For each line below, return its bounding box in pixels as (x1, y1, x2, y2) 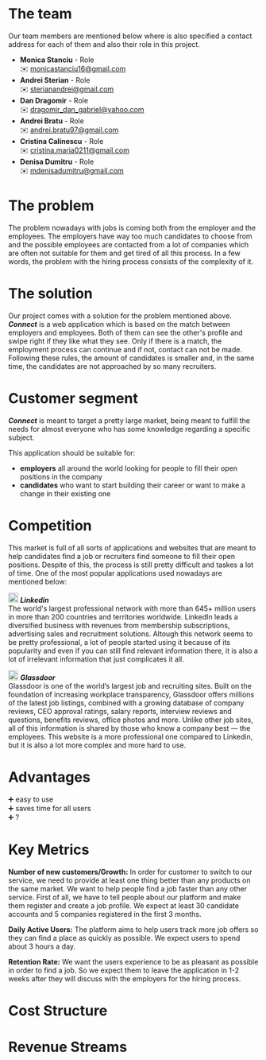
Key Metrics (8, 841, 90, 859)
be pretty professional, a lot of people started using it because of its (8, 637, 230, 646)
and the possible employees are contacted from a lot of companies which (8, 239, 249, 249)
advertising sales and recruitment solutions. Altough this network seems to (8, 629, 253, 639)
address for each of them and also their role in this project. (8, 39, 200, 49)
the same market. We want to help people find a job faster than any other (8, 883, 248, 893)
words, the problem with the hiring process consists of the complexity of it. (8, 256, 254, 266)
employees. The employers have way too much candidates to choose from (8, 231, 253, 241)
